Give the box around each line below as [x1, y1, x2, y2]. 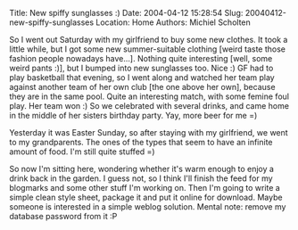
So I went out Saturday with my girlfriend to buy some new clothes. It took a [9, 35, 288, 45]
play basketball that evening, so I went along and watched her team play [9, 72, 275, 83]
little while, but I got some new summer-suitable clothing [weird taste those [9, 44, 286, 54]
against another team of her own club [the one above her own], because [9, 82, 276, 92]
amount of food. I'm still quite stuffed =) [9, 146, 155, 157]
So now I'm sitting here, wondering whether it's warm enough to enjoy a [9, 164, 275, 174]
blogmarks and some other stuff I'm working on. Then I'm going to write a [9, 183, 281, 193]
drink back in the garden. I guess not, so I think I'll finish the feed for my [9, 173, 274, 184]
